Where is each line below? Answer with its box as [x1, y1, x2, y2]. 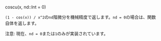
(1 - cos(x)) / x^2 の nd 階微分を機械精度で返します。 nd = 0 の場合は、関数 [5, 14, 156, 20]
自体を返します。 [5, 20, 39, 26]
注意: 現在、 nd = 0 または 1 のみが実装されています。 [5, 31, 109, 36]
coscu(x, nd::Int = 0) [5, 4, 46, 10]
